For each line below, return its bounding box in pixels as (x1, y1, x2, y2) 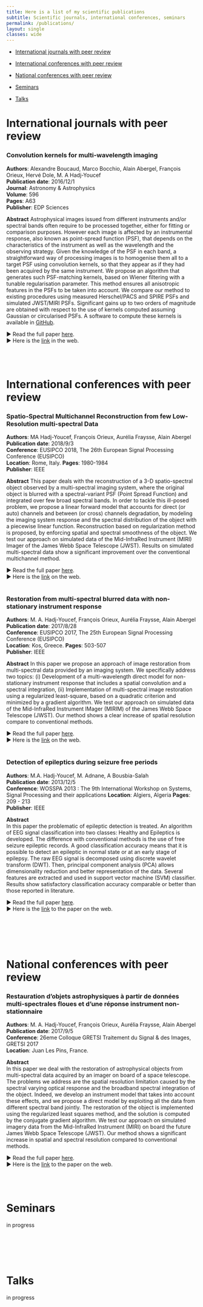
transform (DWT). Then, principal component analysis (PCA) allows (6, 861, 175, 868)
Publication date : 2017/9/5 (6, 1028, 74, 1035)
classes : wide (6, 32, 42, 38)
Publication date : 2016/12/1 (6, 177, 75, 185)
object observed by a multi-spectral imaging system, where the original (6, 484, 185, 491)
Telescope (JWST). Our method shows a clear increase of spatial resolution (6, 712, 195, 719)
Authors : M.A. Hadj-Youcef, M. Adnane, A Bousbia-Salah (6, 772, 149, 779)
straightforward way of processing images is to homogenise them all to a (6, 254, 188, 261)
